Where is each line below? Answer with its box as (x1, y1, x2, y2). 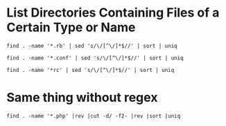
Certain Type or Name (6, 19, 136, 35)
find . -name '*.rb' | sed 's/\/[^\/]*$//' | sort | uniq (6, 42, 177, 49)
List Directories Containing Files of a (6, 5, 220, 21)
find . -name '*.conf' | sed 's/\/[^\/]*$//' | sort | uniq (6, 54, 184, 62)
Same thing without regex (6, 90, 158, 105)
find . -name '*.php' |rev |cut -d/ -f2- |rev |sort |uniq (6, 112, 181, 119)
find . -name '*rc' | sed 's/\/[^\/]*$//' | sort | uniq (6, 66, 175, 73)
